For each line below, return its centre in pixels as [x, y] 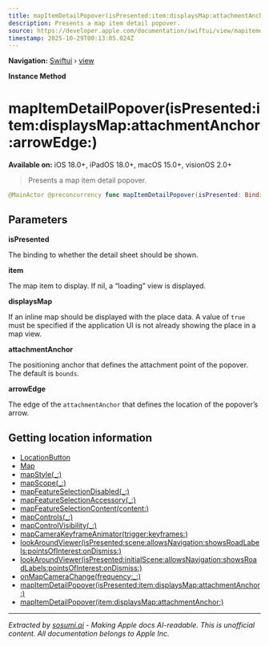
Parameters [38, 220]
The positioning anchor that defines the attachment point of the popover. [128, 364]
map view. [25, 334]
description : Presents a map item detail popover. [94, 23]
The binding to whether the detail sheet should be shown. [103, 255]
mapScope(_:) [43, 483]
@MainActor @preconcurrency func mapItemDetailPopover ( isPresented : [125, 195]
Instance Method [37, 76]
